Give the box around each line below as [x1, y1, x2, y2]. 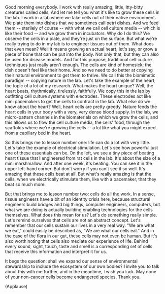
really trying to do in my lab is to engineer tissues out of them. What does [5, 41, 154, 46]
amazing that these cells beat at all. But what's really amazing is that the [5, 171, 152, 177]
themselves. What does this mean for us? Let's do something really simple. [5, 212, 158, 218]
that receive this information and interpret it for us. [5, 249, 107, 255]
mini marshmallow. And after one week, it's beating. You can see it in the [5, 160, 152, 166]
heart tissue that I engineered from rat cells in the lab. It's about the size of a [5, 155, 160, 161]
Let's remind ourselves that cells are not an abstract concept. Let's [5, 217, 141, 223]
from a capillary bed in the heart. [5, 130, 71, 136]
